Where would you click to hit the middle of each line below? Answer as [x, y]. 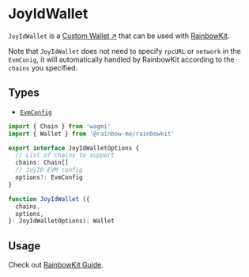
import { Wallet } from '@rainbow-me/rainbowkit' [92, 134]
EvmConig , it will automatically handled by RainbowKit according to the [121, 59]
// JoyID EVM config [49, 170]
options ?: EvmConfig [49, 177]
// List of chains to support [65, 155]
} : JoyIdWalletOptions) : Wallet [61, 221]
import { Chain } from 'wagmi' [60, 126]
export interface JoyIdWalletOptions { [74, 148]
